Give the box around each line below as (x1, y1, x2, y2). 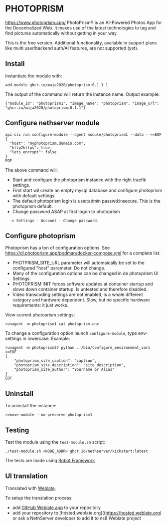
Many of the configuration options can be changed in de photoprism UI (12, 270, 159, 276)
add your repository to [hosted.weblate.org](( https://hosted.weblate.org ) (12, 510, 162, 516)
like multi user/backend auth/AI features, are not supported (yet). (5, 45, 139, 51)
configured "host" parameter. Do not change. (12, 265, 106, 271)
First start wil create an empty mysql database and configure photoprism (12, 187, 163, 193)
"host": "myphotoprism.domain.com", (9, 141, 86, 146)
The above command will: (5, 167, 58, 173)
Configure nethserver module (5, 119, 100, 127)
